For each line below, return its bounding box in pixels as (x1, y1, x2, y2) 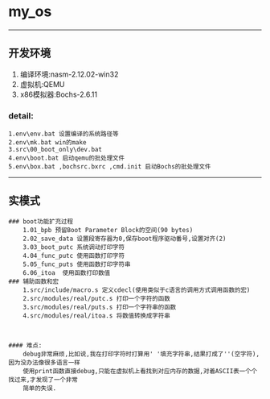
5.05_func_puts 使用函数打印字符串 (22, 260, 131, 268)
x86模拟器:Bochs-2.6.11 (19, 89, 98, 99)
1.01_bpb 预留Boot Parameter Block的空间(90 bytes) (22, 226, 194, 234)
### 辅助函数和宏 (8, 277, 59, 285)
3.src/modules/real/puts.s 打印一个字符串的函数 (22, 303, 177, 311)
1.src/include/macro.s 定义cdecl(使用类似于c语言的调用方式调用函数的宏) (22, 285, 251, 294)
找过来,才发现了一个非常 (8, 376, 78, 384)
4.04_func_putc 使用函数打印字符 (22, 251, 125, 260)
